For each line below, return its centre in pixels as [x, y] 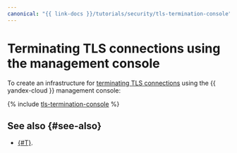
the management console [84, 63]
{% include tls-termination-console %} [63, 104]
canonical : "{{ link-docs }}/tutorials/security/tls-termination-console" [120, 14]
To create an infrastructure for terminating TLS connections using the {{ [112, 83]
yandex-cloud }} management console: [64, 90]
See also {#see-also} [55, 126]
